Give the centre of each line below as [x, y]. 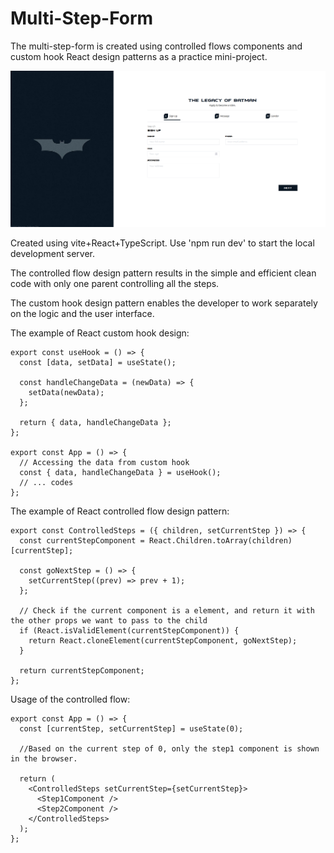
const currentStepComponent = [82, 541]
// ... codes [46, 483]
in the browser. [44, 759]
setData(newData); [66, 393]
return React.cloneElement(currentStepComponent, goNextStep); [163, 641]
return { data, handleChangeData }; [95, 423]
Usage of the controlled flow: [70, 699]
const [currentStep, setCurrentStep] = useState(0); [131, 729]
